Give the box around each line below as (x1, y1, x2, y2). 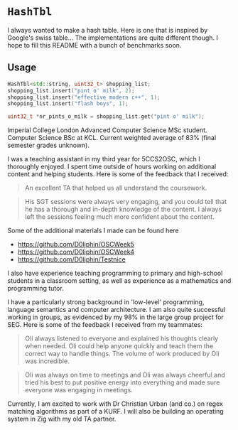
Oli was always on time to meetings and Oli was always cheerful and (24, 371, 225, 380)
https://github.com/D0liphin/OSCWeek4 (17, 247, 135, 257)
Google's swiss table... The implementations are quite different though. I (7, 33, 219, 42)
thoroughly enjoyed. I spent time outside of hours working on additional (7, 162, 217, 171)
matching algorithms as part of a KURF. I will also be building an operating (7, 407, 224, 416)
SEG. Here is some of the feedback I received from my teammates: (7, 321, 203, 329)
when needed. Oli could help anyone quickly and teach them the (24, 342, 214, 350)
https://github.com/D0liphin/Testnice (17, 255, 126, 264)
